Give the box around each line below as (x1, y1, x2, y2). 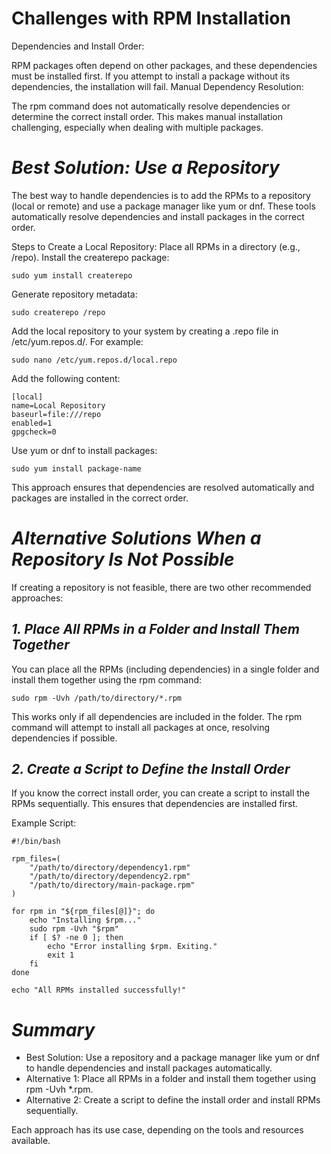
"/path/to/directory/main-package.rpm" (29, 880, 196, 891)
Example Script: (11, 817, 77, 829)
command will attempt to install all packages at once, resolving (11, 721, 271, 733)
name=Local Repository (11, 400, 106, 411)
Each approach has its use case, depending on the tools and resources (11, 1124, 304, 1136)
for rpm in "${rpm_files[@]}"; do (11, 907, 156, 917)
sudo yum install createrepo (11, 270, 133, 281)
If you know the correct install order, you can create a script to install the (11, 787, 311, 799)
